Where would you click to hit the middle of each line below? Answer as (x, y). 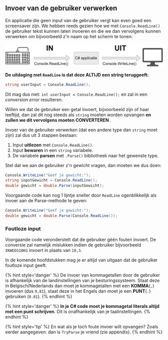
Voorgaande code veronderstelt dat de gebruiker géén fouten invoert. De (81, 240)
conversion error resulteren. (34, 100)
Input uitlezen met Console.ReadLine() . (53, 145)
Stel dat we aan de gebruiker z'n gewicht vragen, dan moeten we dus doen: (83, 165)
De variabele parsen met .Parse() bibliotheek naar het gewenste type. (86, 155)
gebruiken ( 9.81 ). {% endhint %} (39, 297)
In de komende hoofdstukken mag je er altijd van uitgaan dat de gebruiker (81, 260)
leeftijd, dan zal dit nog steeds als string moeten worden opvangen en (78, 115)
